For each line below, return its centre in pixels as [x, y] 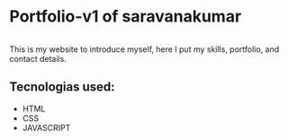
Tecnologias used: [62, 87]
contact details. [38, 58]
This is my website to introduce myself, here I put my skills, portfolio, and [144, 49]
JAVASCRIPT [46, 127]
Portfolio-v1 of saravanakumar [126, 17]
